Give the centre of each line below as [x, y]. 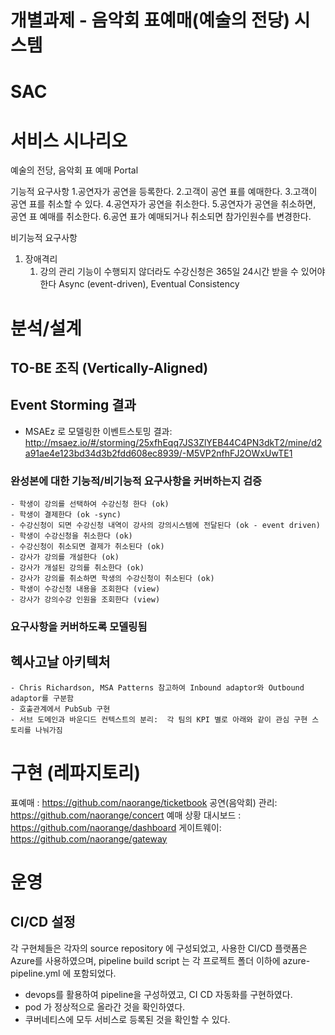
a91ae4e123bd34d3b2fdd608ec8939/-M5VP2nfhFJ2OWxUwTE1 [158, 453]
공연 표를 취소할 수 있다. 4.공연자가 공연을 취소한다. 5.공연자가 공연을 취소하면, [163, 204]
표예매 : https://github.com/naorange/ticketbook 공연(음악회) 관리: [144, 802]
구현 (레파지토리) [76, 772]
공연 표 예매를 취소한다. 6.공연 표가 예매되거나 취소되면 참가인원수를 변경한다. [161, 217]
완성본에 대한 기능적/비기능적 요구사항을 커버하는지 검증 [136, 481]
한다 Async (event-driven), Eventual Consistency [139, 284]
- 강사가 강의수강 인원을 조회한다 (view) [85, 600]
